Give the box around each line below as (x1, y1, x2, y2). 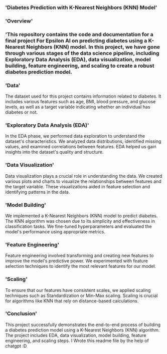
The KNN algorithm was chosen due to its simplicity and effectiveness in (5, 218, 155, 224)
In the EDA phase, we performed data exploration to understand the (5, 133, 145, 139)
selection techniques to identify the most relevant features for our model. (5, 263, 156, 269)
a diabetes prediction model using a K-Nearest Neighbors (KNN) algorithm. (5, 327, 160, 333)
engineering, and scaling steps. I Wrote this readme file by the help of (5, 337, 149, 343)
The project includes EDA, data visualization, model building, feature (5, 332, 146, 338)
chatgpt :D (5, 342, 27, 349)
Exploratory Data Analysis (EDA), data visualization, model (5, 56, 151, 63)
